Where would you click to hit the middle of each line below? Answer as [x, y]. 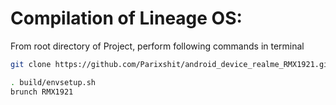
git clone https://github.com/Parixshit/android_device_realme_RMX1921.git [171, 64]
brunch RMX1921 [42, 92]
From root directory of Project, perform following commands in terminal [157, 46]
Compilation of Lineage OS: [126, 18]
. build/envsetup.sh [53, 82]
